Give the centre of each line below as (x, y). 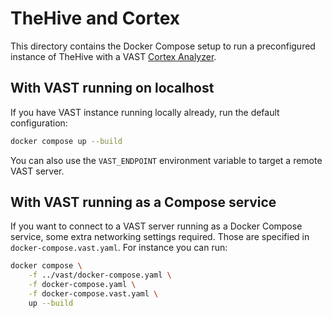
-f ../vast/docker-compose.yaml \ (100, 275)
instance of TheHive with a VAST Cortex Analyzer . (113, 56)
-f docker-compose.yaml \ (82, 285)
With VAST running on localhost (112, 88)
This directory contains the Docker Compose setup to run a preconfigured (163, 46)
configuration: (39, 123)
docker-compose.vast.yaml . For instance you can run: (119, 248)
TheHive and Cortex (95, 18)
